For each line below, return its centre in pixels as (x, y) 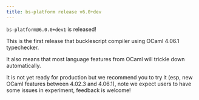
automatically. (24, 65)
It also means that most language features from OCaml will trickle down (96, 59)
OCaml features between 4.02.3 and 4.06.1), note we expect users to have (99, 84)
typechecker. (23, 47)
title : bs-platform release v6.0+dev (54, 12)
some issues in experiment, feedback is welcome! (69, 90)
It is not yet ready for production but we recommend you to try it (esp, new (99, 77)
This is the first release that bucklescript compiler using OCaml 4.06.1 (93, 41)
